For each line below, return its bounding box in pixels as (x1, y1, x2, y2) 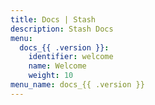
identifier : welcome (28, 52, 114, 62)
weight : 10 (28, 71, 74, 81)
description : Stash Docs (10, 24, 114, 34)
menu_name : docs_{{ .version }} (10, 80, 145, 90)
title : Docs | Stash (10, 14, 97, 25)
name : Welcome (28, 61, 87, 71)
